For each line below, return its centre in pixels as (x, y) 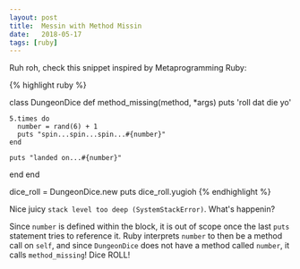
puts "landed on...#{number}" (66, 158)
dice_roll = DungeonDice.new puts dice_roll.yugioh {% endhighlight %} (140, 192)
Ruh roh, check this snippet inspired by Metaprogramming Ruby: (128, 68)
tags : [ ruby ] (34, 42)
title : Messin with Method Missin (76, 26)
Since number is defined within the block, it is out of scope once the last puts (150, 227)
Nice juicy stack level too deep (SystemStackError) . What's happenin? (142, 209)
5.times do (30, 119)
